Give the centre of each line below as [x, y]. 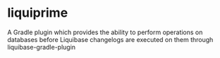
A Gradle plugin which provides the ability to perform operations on [105, 32]
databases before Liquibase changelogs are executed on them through [110, 39]
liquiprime [38, 13]
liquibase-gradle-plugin [42, 47]
